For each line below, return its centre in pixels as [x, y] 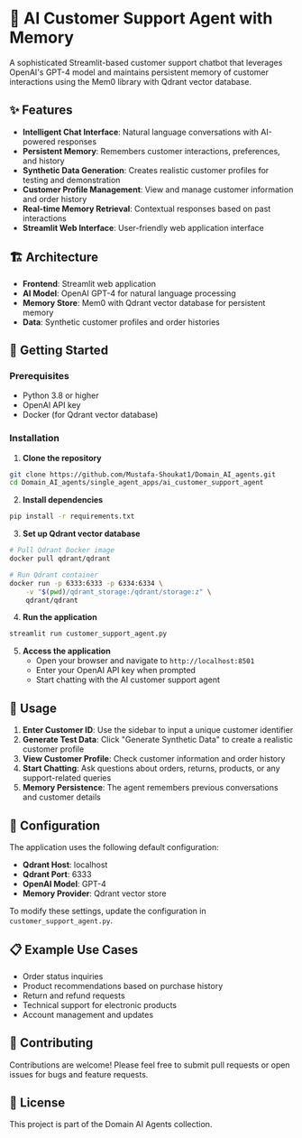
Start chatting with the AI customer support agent [128, 680]
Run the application [59, 617]
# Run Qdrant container [54, 575]
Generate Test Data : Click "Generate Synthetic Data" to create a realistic [157, 740]
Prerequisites [39, 375]
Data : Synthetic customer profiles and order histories [121, 322]
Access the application [66, 651]
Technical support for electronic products [100, 1004]
